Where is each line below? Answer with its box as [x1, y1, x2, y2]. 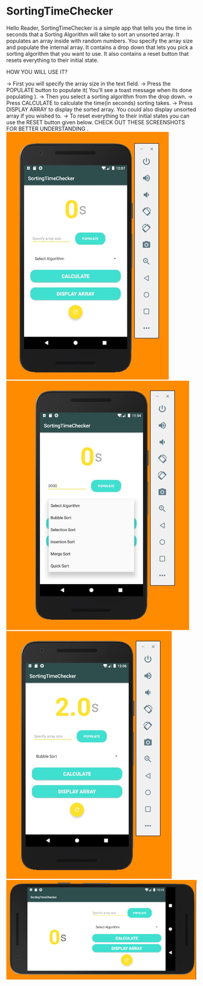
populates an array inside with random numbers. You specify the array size [6, 37, 193, 44]
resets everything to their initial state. [6, 56, 98, 64]
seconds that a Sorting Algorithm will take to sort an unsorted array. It [6, 30, 179, 38]
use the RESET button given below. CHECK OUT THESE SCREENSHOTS [6, 118, 185, 125]
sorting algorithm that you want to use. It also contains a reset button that [6, 50, 189, 57]
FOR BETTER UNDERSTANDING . [6, 125, 89, 132]
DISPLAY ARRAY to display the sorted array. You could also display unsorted [6, 105, 196, 113]
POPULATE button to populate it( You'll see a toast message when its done [6, 86, 192, 93]
